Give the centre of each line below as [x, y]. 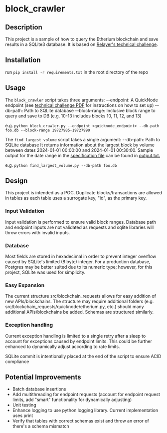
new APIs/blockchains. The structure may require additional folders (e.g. [80, 301]
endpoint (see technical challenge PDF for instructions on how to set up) [80, 105]
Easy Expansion [25, 285]
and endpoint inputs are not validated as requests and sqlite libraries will [80, 227]
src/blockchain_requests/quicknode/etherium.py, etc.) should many [75, 307]
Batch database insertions [39, 389]
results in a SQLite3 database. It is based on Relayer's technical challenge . [82, 44]
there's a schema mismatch [41, 426]
